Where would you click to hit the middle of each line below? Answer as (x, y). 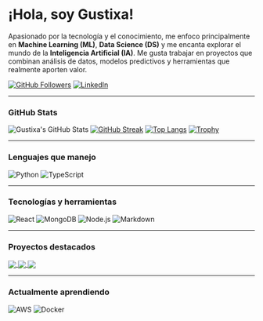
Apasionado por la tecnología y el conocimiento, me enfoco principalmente (129, 36)
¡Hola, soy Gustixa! (71, 15)
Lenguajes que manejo (52, 157)
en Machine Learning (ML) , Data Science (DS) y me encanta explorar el (124, 44)
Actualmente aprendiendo (59, 292)
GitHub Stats (33, 112)
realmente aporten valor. (48, 69)
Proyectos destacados (52, 246)
